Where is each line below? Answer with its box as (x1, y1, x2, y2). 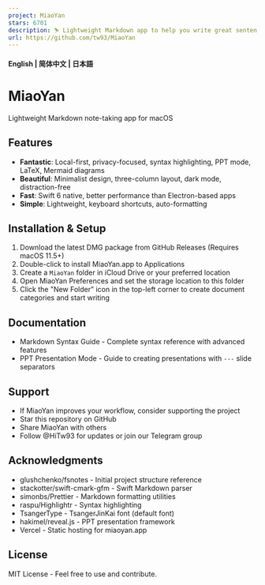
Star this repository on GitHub (19, 414, 117, 424)
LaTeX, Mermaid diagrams (19, 165, 105, 174)
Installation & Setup (8, 222, 106, 235)
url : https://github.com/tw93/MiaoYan (8, 33, 136, 42)
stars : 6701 (8, 19, 47, 27)
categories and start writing (19, 293, 110, 302)
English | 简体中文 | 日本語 (8, 58, 93, 68)
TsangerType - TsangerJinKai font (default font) (19, 508, 175, 518)
